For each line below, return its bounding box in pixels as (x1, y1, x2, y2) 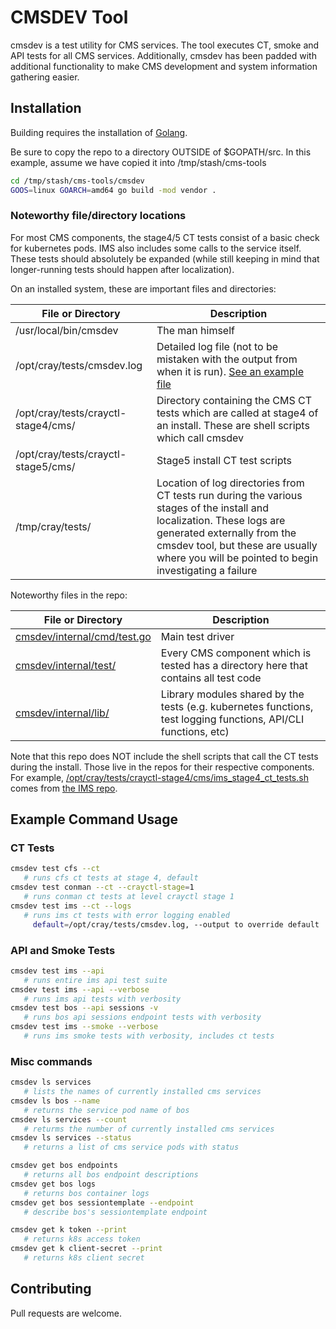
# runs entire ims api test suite (23, 975, 168, 985)
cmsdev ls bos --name (10, 1096, 101, 1106)
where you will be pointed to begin (156, 551, 319, 565)
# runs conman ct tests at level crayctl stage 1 (23, 892, 235, 902)
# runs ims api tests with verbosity (23, 994, 182, 1004)
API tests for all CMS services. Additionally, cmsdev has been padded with (10, 49, 317, 61)
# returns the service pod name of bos (23, 1105, 190, 1115)
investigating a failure (156, 563, 258, 577)
